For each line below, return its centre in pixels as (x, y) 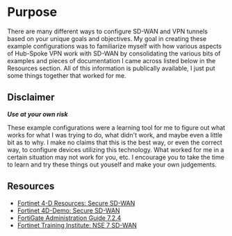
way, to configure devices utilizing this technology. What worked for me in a (116, 149)
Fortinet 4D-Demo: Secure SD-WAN (68, 210)
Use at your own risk (38, 114)
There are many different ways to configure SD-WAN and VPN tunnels (108, 31)
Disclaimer (31, 98)
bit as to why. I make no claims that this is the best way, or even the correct (115, 142)
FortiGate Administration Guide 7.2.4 (69, 218)
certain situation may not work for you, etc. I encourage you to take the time (116, 157)
